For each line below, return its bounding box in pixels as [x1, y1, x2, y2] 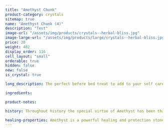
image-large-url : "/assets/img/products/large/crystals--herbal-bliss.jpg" [5, 35, 166, 40]
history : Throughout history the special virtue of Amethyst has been [5, 108, 155, 113]
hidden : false [5, 63, 35, 68]
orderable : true [5, 58, 39, 63]
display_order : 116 [5, 49, 46, 54]
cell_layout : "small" [5, 53, 50, 59]
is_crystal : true [5, 72, 41, 77]
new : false [5, 68, 28, 73]
